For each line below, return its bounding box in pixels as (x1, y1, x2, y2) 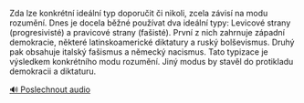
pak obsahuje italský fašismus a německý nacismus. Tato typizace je (9, 46, 269, 57)
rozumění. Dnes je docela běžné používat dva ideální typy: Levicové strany (9, 17, 291, 28)
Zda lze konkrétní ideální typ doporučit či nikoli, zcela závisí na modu (9, 8, 268, 18)
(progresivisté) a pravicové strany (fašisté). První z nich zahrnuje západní (9, 27, 286, 37)
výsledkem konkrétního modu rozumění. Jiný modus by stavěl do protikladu (9, 57, 294, 67)
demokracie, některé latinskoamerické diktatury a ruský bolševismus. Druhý (9, 36, 295, 47)
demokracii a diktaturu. (9, 66, 97, 77)
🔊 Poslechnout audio (9, 84, 91, 95)
